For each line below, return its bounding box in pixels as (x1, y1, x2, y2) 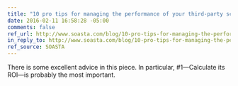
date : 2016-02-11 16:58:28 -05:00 (7, 17, 110, 24)
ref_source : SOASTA (7, 43, 65, 50)
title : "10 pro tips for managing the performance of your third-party (7, 10, 223, 18)
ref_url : (7, 30, 33, 38)
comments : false (7, 23, 55, 31)
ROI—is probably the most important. (7, 70, 115, 79)
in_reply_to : (7, 37, 46, 44)
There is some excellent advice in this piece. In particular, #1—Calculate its (7, 63, 225, 71)
